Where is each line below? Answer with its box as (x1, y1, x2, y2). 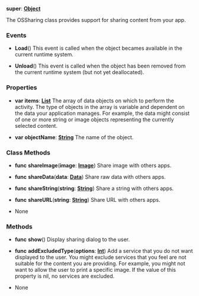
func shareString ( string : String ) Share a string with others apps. (14, 185, 174, 192)
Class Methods (6, 148, 50, 156)
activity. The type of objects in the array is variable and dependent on (14, 103, 185, 110)
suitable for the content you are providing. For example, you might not (14, 260, 185, 267)
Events (6, 31, 27, 39)
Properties (6, 83, 37, 92)
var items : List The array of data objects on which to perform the (14, 97, 175, 104)
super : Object (6, 5, 41, 12)
